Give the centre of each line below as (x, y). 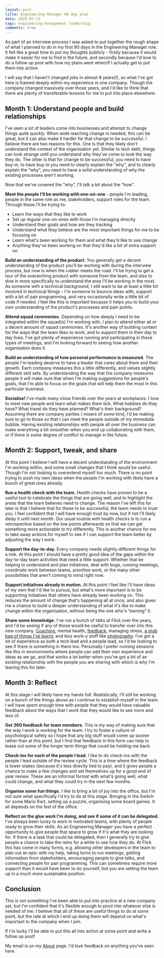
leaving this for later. (26, 667)
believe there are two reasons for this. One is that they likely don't (71, 143)
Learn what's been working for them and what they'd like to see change (85, 240)
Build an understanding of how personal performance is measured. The (79, 357)
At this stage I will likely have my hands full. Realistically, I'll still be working (81, 694)
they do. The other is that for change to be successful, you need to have (78, 159)
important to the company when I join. (43, 922)
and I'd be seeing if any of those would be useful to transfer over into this (79, 625)
